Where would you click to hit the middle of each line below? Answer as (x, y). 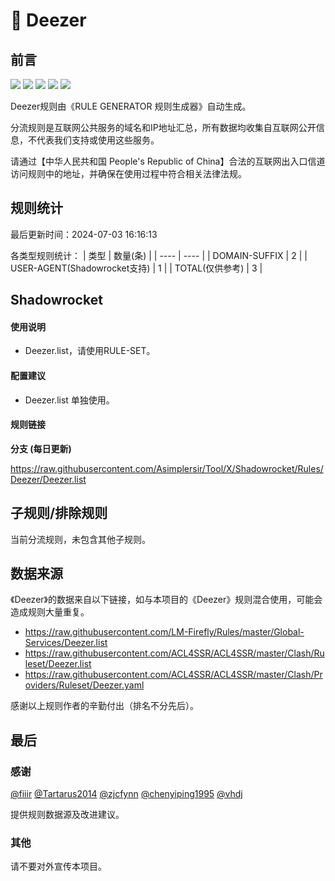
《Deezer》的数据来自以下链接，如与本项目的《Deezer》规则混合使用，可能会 (166, 600)
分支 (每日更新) (41, 448)
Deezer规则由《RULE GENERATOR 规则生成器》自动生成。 (131, 106)
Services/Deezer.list (66, 643)
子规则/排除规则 (59, 513)
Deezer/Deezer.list (48, 479)
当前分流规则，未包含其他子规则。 (80, 539)
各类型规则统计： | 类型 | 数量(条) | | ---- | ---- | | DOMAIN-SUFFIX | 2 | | (159, 255)
